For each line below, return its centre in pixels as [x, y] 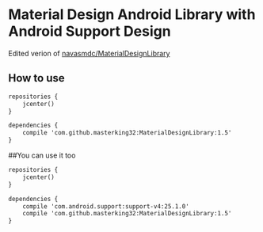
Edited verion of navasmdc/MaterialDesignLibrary [89, 53]
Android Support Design [90, 31]
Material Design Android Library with [132, 15]
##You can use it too [42, 155]
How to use [36, 78]
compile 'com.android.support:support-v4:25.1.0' [106, 206]
